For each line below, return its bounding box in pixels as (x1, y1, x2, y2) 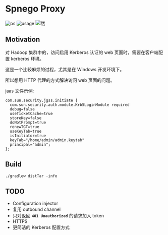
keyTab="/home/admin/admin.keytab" (10, 137, 85, 143)
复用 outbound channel (12, 206, 61, 212)
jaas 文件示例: (5, 88, 34, 94)
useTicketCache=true (10, 111, 53, 116)
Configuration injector (12, 200, 59, 207)
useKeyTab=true (10, 129, 42, 134)
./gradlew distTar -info (5, 173, 58, 179)
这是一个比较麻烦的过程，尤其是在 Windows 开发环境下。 (5, 66, 125, 72)
